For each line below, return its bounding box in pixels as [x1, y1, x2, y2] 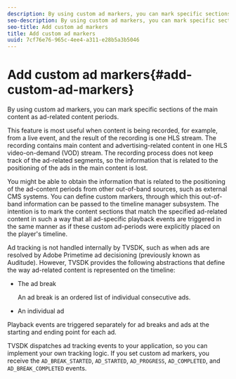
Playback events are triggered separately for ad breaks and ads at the [7, 321, 209, 329]
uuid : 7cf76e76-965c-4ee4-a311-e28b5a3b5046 [7, 37, 140, 44]
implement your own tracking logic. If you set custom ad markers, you [7, 349, 209, 358]
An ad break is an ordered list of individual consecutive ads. [17, 293, 191, 302]
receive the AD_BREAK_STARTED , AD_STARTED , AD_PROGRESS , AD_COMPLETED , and [7, 356, 221, 365]
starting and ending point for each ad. [7, 328, 117, 337]
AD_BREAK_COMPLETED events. [7, 364, 87, 373]
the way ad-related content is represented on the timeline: [7, 266, 176, 275]
